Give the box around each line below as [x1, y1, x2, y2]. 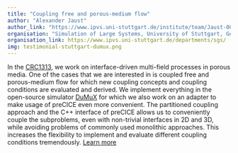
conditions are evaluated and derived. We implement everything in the [7, 86, 212, 93]
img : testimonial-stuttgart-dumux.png [7, 43, 122, 50]
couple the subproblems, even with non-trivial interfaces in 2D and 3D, [7, 115, 214, 124]
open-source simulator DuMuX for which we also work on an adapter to [7, 93, 217, 101]
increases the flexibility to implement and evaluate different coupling [7, 130, 207, 139]
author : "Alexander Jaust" [7, 17, 87, 24]
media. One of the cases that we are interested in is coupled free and [7, 70, 209, 79]
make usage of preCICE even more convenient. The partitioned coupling [7, 101, 218, 108]
